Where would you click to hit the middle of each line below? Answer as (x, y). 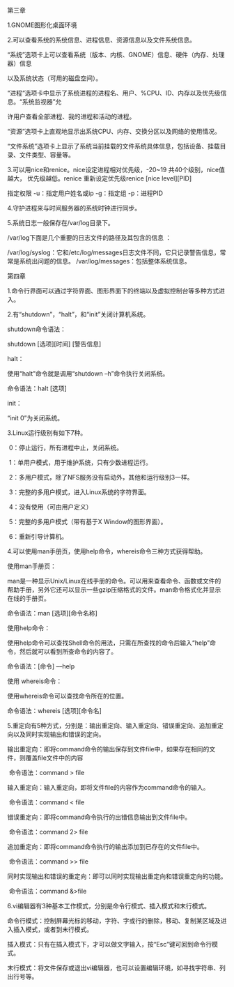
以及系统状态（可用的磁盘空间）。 (55, 78)
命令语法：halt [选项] (37, 388)
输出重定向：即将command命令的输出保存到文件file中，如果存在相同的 (108, 749)
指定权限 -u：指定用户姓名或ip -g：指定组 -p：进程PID (85, 193)
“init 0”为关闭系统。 (36, 418)
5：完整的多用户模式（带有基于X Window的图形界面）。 (88, 522)
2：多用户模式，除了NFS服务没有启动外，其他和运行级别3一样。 (101, 477)
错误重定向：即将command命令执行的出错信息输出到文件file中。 (99, 817)
